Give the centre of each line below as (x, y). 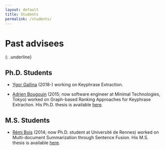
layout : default (22, 10)
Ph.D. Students (29, 73)
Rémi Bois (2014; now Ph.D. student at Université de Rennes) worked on (85, 132)
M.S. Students (28, 120)
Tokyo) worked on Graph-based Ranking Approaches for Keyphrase (82, 100)
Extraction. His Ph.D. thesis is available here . (57, 105)
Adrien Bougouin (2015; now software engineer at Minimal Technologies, (86, 94)
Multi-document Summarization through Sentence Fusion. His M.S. (80, 137)
